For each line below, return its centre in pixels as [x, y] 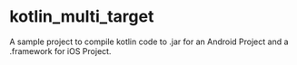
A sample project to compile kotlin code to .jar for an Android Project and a [149, 42]
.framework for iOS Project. [60, 51]
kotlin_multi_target [82, 17]
